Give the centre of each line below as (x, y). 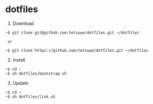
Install (19, 60)
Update (20, 83)
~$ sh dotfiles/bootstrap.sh (36, 74)
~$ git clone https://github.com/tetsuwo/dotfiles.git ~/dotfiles (77, 50)
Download (23, 23)
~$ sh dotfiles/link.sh (30, 97)
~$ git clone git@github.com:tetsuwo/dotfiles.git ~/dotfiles (72, 32)
